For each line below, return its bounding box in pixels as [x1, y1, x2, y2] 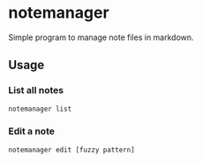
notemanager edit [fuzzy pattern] [8, 145, 136, 154]
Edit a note [8, 125, 55, 137]
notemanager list [8, 105, 72, 113]
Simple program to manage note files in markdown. [8, 32, 195, 43]
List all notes [8, 84, 64, 97]
